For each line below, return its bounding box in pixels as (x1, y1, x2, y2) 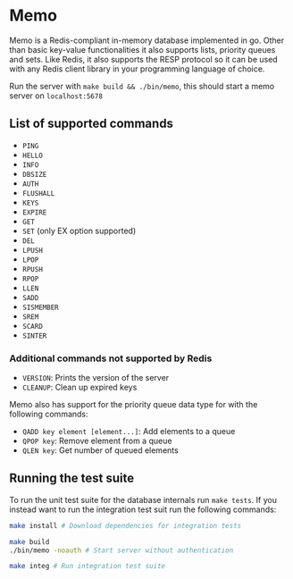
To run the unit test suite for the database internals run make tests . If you (9, 494, 277, 505)
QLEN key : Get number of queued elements (21, 445, 179, 456)
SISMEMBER (21, 303, 60, 312)
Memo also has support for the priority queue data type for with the (9, 399, 258, 410)
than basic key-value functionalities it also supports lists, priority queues (9, 44, 276, 55)
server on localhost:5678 (9, 90, 103, 101)
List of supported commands (9, 116, 174, 131)
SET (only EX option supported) (21, 225, 137, 236)
